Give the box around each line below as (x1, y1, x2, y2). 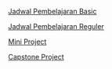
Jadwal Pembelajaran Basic (8, 7, 97, 16)
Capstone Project (8, 53, 64, 61)
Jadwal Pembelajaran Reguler (8, 22, 104, 31)
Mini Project (8, 37, 47, 46)
